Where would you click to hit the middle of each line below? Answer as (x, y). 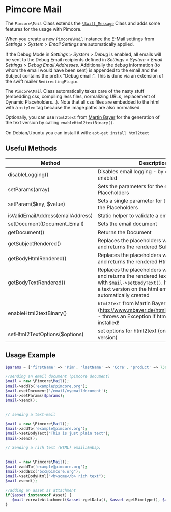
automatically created (123, 295)
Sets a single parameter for (130, 201)
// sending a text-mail (31, 415)
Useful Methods (31, 149)
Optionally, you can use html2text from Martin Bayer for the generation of (82, 117)
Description (154, 163)
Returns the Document (124, 232)
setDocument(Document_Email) (46, 224)
